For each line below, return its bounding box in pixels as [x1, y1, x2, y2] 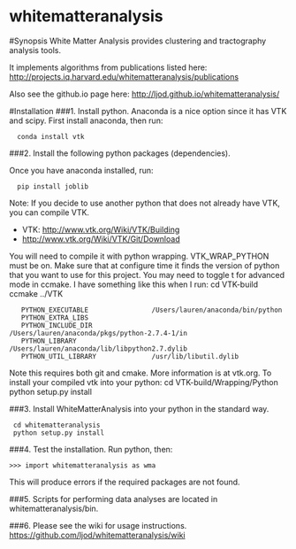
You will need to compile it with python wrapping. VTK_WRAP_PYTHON [9, 251, 269, 261]
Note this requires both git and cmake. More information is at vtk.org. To [9, 367, 272, 378]
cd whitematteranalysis [12, 421, 101, 429]
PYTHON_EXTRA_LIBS [20, 313, 89, 322]
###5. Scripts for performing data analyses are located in [9, 493, 218, 504]
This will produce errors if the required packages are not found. [9, 476, 240, 487]
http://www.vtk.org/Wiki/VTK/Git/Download [21, 233, 180, 244]
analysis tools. [9, 44, 62, 55]
